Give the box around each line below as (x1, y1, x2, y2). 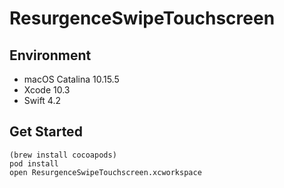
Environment (9, 47, 92, 64)
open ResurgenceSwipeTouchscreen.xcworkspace (9, 167, 202, 177)
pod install (9, 158, 59, 169)
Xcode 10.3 (23, 84, 71, 96)
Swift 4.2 (23, 95, 61, 106)
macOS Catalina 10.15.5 (23, 73, 120, 85)
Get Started (9, 123, 83, 141)
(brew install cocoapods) (9, 150, 117, 160)
